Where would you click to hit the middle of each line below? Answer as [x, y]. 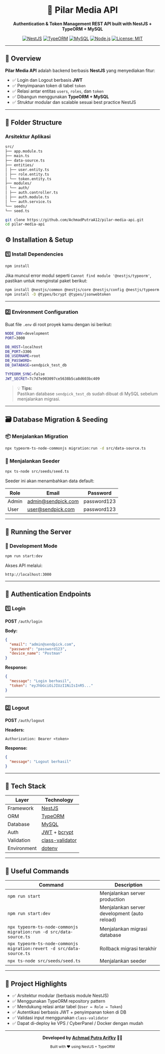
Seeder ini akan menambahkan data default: [50, 481]
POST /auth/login [24, 621]
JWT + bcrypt [57, 832]
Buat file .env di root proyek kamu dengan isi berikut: [58, 324]
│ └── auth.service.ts [28, 201]
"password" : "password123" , [38, 649]
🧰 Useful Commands [37, 871]
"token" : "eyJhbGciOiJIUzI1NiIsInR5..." [51, 686]
